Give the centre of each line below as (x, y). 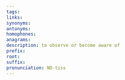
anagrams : (19, 40)
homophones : (21, 34)
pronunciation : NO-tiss (36, 68)
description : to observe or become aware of (63, 46)
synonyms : (19, 23)
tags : (13, 12)
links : (14, 17)
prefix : (16, 51)
